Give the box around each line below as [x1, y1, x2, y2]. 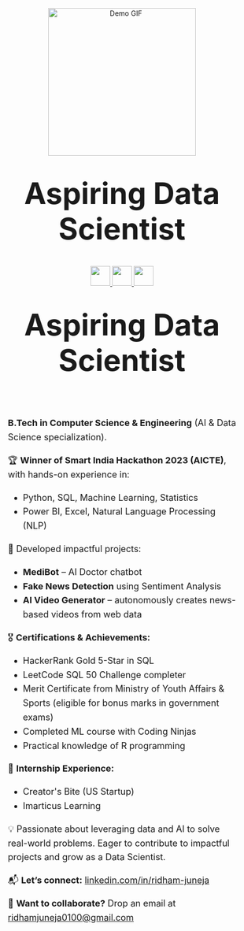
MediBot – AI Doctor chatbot [22, 566, 142, 577]
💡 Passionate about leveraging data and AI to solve [8, 823, 220, 834]
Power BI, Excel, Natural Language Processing [22, 506, 216, 517]
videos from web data [50, 609, 142, 621]
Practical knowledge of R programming [22, 740, 186, 751]
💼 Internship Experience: [8, 763, 114, 774]
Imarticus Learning [22, 799, 102, 811]
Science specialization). [8, 432, 108, 443]
